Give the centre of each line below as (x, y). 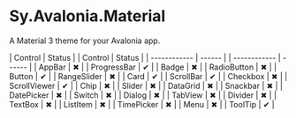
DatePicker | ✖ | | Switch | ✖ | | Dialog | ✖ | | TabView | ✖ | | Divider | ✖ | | (143, 95)
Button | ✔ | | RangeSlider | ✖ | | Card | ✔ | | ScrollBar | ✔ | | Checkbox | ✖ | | (148, 76)
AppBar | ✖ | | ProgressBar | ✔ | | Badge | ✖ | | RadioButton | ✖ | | (157, 67)
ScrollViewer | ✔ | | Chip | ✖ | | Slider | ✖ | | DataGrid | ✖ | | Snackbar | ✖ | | (146, 85)
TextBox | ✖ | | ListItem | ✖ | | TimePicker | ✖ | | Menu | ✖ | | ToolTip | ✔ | (142, 104)
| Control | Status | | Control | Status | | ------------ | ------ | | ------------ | (145, 57)
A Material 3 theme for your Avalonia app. (85, 41)
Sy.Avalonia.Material (87, 16)
